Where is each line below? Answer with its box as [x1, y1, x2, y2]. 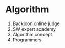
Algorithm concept [12, 31, 52, 37]
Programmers [12, 37, 42, 43]
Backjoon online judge [12, 20, 60, 27]
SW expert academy [12, 26, 56, 32]
